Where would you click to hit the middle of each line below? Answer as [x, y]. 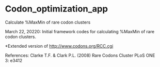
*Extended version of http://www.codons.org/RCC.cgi [59, 46]
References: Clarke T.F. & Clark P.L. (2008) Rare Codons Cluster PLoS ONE [80, 55]
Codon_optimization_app [56, 9]
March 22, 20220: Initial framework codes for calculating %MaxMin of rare [80, 31]
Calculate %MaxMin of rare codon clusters [48, 22]
